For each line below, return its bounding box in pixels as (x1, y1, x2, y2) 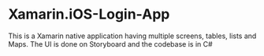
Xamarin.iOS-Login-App (8, 5, 170, 23)
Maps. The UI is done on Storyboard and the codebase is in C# (8, 39, 213, 48)
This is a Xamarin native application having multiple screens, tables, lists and (8, 31, 257, 40)
